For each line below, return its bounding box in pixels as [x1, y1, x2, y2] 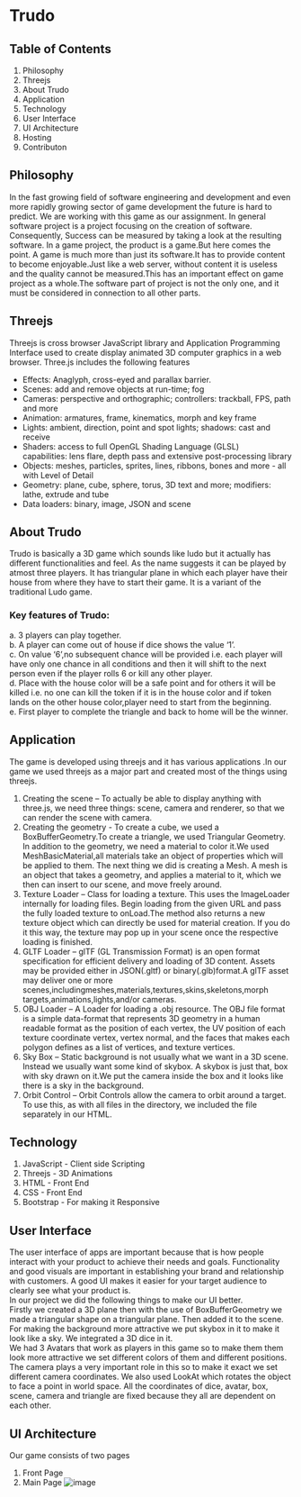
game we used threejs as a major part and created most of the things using [9, 766, 288, 776]
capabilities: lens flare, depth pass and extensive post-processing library [22, 450, 292, 461]
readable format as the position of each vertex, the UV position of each [22, 1022, 286, 1033]
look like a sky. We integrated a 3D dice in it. [9, 1333, 173, 1344]
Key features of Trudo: [9, 609, 111, 621]
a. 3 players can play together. [9, 630, 122, 640]
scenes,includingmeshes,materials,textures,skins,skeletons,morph [22, 984, 270, 995]
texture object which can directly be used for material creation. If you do [22, 917, 290, 928]
